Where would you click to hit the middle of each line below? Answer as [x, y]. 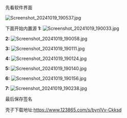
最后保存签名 [19, 99]
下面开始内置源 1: [24, 28]
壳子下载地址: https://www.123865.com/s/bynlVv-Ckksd [63, 110]
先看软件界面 [19, 7]
